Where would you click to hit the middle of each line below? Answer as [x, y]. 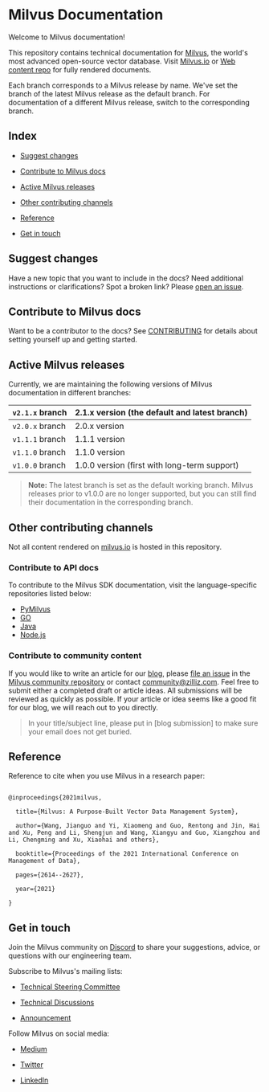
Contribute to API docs [53, 567]
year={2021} [36, 890]
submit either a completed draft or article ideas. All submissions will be [125, 690]
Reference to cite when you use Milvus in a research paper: [107, 776]
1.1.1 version [100, 440]
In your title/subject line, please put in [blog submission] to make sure [143, 723]
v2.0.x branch [39, 426]
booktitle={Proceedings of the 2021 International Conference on [127, 854]
